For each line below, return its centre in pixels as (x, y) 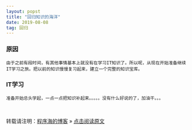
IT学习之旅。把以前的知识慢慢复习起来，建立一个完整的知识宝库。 (74, 69)
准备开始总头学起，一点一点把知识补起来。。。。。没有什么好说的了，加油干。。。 (85, 98)
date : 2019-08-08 (27, 22)
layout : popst (23, 11)
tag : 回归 (17, 28)
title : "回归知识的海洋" (33, 17)
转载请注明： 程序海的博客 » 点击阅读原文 (55, 121)
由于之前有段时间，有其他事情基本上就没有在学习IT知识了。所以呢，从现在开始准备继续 (96, 63)
